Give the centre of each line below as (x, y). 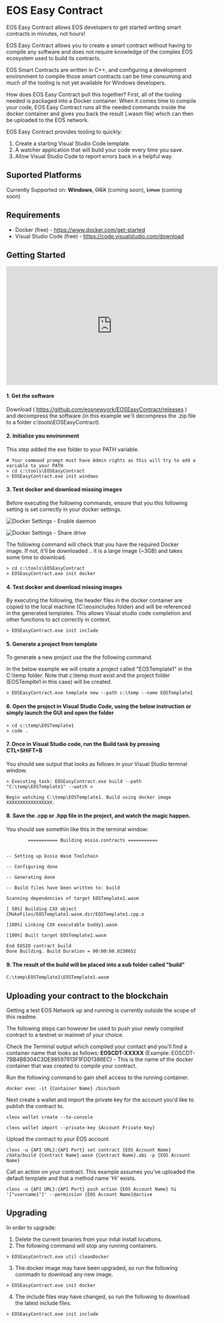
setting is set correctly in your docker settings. (64, 509)
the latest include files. (43, 1303)
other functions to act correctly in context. (59, 620)
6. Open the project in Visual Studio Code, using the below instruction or (99, 706)
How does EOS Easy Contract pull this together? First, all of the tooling (94, 94)
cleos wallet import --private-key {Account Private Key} (81, 1128)
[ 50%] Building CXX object (42, 909)
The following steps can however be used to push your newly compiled (95, 1028)
